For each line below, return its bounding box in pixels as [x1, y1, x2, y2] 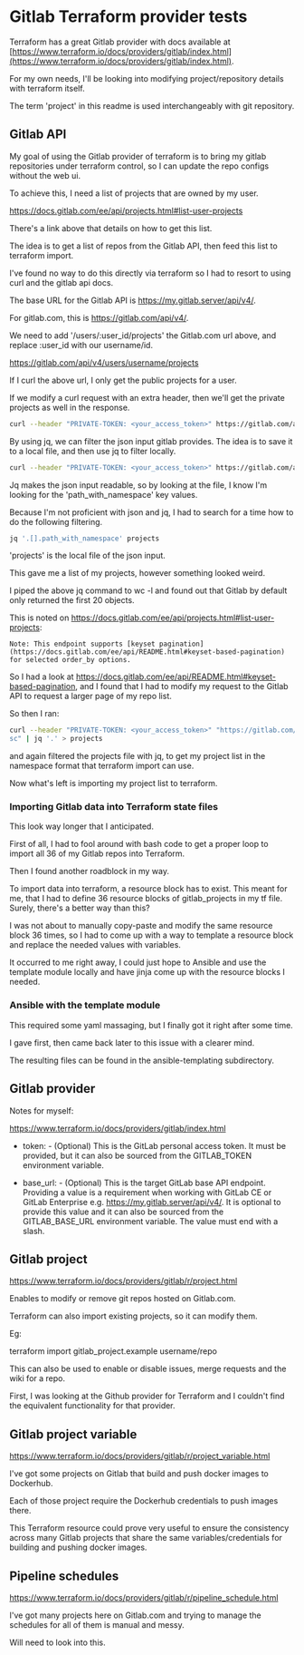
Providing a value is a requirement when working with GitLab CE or [22, 1186, 272, 1198]
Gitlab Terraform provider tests [9, 6, 248, 27]
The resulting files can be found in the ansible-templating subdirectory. [9, 1055, 274, 1066]
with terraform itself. [9, 83, 85, 93]
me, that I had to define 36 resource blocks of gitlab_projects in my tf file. [9, 893, 283, 904]
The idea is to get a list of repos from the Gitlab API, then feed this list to [9, 240, 278, 251]
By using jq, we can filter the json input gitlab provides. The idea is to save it [9, 435, 293, 446]
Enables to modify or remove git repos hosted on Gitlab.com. [9, 1293, 236, 1304]
